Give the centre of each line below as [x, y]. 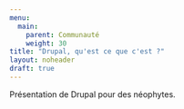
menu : [20, 18]
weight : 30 [46, 43]
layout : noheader [42, 60]
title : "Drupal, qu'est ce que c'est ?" [87, 52]
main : [28, 26]
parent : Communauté [63, 35]
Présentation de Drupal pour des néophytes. [92, 94]
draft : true [32, 69]
